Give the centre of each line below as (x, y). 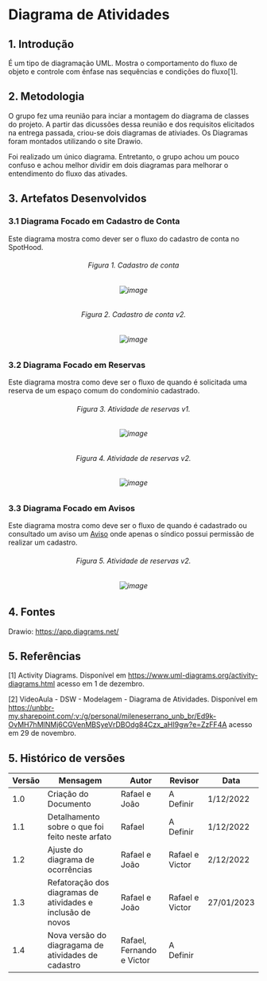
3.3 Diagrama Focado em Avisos (72, 508)
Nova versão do (77, 936)
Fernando (139, 951)
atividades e (70, 903)
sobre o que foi (75, 827)
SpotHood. (26, 247)
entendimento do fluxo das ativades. (68, 174)
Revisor (184, 780)
